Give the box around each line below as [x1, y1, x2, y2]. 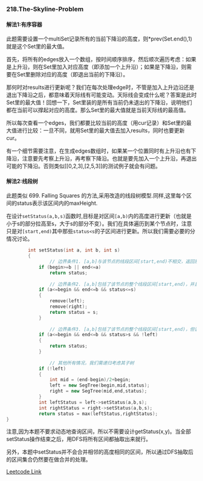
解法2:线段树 [6, 177, 38, 185]
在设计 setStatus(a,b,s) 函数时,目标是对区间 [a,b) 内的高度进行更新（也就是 [6, 213, 192, 220]
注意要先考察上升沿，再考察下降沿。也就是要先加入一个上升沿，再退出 [22, 155, 197, 162]
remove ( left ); [49, 298, 85, 304]
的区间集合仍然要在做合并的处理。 [6, 456, 91, 463]
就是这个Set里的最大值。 [6, 43, 68, 50]
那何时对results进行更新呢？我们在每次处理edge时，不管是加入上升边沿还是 [6, 84, 195, 91]
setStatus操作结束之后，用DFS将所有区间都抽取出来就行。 [6, 436, 152, 443]
